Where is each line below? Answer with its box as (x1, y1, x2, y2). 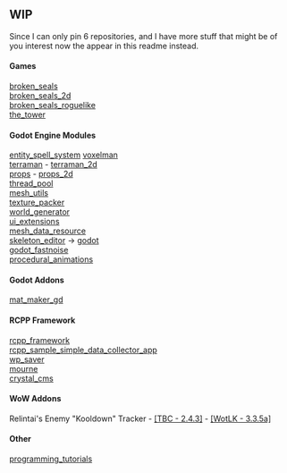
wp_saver (9, 353, 45, 365)
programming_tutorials (9, 453, 93, 464)
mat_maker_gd (9, 294, 64, 305)
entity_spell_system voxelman (9, 149, 119, 160)
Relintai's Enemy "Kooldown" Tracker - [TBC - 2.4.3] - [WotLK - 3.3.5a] (9, 413, 272, 424)
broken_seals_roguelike (9, 100, 97, 111)
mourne (9, 363, 38, 374)
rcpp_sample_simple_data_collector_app (9, 344, 158, 355)
